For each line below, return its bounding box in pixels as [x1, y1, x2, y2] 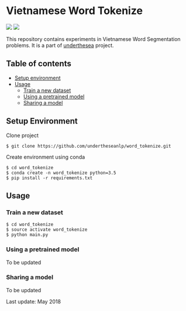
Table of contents [6, 59, 71, 69]
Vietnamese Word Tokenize [6, 4, 143, 18]
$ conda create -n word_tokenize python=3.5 [6, 170, 116, 176]
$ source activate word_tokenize [6, 227, 88, 233]
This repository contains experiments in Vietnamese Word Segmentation [6, 35, 181, 42]
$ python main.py [6, 232, 49, 238]
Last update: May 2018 [6, 298, 61, 305]
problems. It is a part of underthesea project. [6, 42, 114, 49]
